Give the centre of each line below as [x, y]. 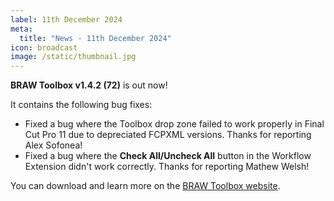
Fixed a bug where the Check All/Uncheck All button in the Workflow [168, 156]
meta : [21, 29]
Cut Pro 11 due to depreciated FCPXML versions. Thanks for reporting [168, 135]
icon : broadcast [44, 47]
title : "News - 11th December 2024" [95, 38]
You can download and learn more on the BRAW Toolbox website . [145, 186]
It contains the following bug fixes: [81, 105]
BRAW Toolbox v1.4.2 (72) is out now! [89, 85]
